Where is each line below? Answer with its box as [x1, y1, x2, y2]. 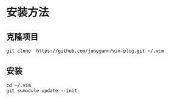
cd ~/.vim [6, 82, 32, 88]
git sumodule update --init [6, 87, 78, 94]
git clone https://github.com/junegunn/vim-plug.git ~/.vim [6, 48, 165, 54]
